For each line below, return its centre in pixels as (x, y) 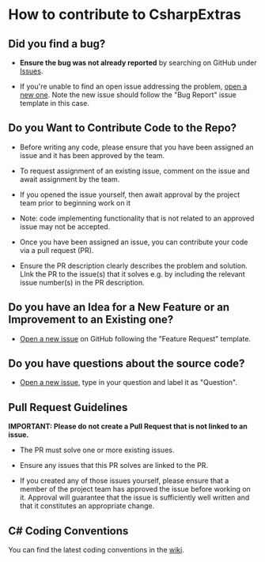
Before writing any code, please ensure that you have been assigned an (136, 147)
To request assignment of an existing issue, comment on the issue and (135, 171)
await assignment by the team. (70, 179)
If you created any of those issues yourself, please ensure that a (124, 481)
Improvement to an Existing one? (91, 320)
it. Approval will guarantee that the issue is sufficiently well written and (134, 498)
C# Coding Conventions (68, 531)
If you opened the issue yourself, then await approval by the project (129, 194)
